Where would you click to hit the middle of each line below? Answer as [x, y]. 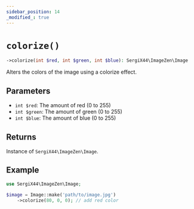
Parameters [28, 91]
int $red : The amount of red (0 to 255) [63, 105]
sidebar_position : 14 [33, 12]
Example [23, 170]
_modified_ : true [28, 17]
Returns [21, 137]
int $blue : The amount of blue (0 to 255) [65, 118]
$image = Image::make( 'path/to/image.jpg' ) [61, 195]
